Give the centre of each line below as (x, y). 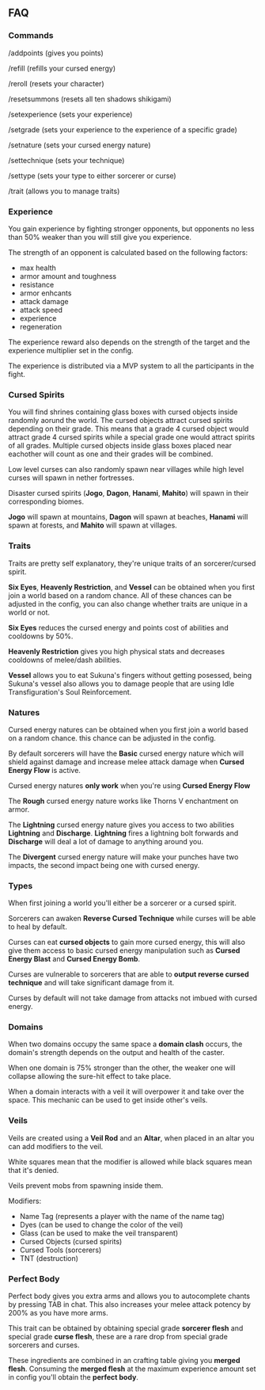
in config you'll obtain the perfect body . (73, 1377)
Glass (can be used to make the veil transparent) (99, 1233)
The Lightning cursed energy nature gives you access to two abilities (121, 824)
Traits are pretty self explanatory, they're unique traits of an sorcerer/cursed (132, 563)
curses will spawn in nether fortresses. (71, 478)
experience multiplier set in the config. (71, 350)
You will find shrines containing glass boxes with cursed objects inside (123, 412)
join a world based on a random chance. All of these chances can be (120, 595)
